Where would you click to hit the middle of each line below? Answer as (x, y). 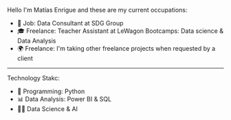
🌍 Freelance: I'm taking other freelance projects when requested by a (116, 48)
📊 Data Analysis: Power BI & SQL (64, 99)
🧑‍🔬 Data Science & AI (47, 109)
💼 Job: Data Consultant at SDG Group (70, 23)
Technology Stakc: (34, 78)
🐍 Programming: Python (51, 91)
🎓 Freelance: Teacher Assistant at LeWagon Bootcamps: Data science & (120, 31)
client (25, 58)
